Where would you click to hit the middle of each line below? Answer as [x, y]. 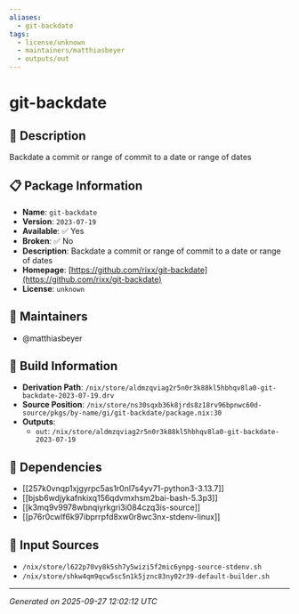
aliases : [25, 17]
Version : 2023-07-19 [59, 221]
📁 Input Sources [54, 545]
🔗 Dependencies [56, 467]
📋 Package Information [76, 186]
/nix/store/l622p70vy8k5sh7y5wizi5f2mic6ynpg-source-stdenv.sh [142, 567]
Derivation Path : [53, 387]
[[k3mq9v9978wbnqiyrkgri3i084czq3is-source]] [111, 507]
